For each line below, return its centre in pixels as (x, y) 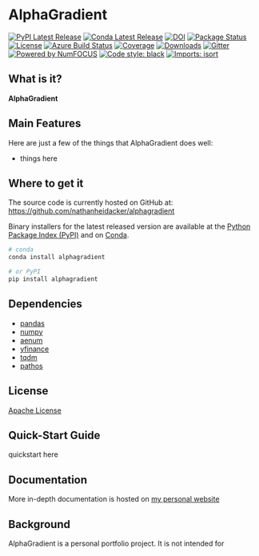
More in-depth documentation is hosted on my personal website (114, 499)
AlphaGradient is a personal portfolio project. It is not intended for (116, 543)
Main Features (45, 124)
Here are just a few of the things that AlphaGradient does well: (111, 142)
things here (38, 158)
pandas (32, 323)
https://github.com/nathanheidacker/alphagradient (92, 211)
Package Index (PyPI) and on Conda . (69, 235)
